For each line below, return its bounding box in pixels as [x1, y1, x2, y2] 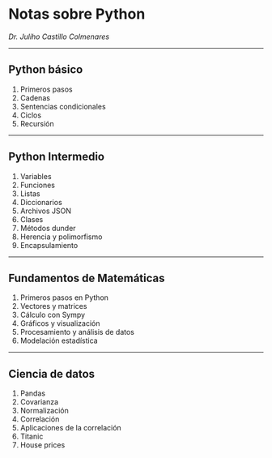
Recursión [19, 118, 54, 128]
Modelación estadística [19, 336, 99, 345]
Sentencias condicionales [19, 101, 107, 111]
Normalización [19, 406, 69, 416]
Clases [19, 214, 44, 224]
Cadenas [19, 92, 51, 102]
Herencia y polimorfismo [19, 232, 103, 242]
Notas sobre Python [8, 5, 146, 24]
